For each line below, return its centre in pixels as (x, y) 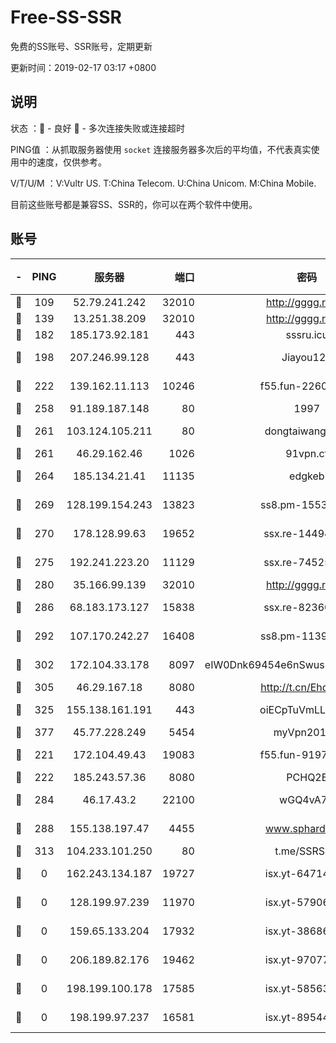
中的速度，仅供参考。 (62, 162)
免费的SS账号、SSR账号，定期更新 (81, 46)
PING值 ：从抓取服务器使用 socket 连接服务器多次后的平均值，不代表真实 (161, 149)
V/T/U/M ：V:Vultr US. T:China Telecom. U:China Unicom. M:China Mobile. (163, 183)
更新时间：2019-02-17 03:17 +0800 (83, 67)
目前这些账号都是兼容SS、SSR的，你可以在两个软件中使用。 (134, 204)
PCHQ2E (307, 777)
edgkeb (307, 476)
